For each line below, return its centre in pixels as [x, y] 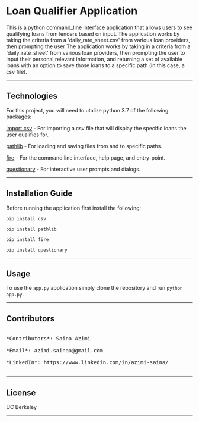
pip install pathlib [32, 229]
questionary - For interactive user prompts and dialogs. [73, 169]
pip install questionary [37, 250]
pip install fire [28, 239]
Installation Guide [39, 194]
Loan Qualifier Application [72, 11]
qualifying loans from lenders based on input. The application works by [93, 33]
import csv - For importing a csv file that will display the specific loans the [96, 128]
